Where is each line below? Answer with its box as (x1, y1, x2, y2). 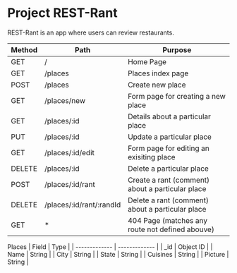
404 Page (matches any (128, 215, 208, 225)
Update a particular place (128, 132, 212, 142)
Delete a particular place (128, 164, 209, 174)
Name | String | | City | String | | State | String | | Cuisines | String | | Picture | (7, 250, 229, 258)
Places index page (128, 68, 189, 78)
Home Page (128, 56, 167, 66)
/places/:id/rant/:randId (44, 200, 121, 210)
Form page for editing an (128, 143, 209, 153)
